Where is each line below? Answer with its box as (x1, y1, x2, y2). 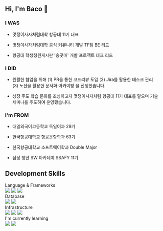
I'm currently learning (5, 215, 48, 221)
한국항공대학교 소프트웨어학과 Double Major (12, 144, 97, 150)
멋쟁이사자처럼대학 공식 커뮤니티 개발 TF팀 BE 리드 (12, 42, 109, 48)
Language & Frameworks (5, 182, 55, 188)
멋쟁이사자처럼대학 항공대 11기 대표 (12, 31, 79, 37)
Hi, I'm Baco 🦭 (5, 5, 48, 13)
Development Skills (5, 169, 66, 178)
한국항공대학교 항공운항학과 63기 (12, 134, 76, 140)
